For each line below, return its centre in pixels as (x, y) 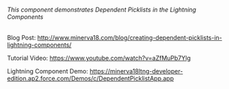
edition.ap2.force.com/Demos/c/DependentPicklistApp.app (91, 79)
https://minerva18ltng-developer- (136, 71)
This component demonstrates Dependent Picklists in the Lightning (102, 10)
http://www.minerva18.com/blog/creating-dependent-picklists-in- (130, 38)
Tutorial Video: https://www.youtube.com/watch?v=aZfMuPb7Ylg (99, 58)
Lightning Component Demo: (48, 71)
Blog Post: (22, 38)
